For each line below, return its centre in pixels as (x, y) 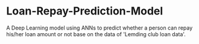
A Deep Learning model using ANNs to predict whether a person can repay (99, 28)
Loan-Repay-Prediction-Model (85, 11)
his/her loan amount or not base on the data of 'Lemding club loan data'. (96, 34)
